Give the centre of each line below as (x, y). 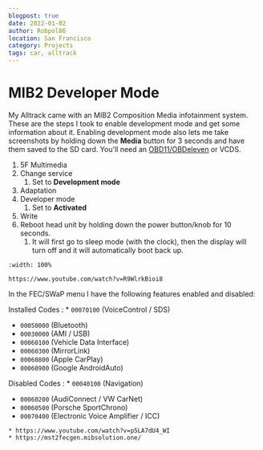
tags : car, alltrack (43, 53)
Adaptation (38, 190)
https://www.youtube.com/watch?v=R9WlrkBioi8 (85, 279)
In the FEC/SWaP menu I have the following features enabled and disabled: (132, 293)
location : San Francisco (50, 38)
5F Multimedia (44, 165)
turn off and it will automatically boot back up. (108, 250)
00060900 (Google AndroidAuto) (72, 367)
